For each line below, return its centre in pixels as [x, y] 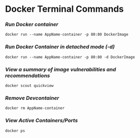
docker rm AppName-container [35, 108]
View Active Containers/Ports [42, 120]
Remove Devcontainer [32, 98]
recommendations [28, 76]
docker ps [15, 131]
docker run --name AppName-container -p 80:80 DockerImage [67, 35]
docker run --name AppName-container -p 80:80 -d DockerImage [70, 57]
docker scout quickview [29, 86]
